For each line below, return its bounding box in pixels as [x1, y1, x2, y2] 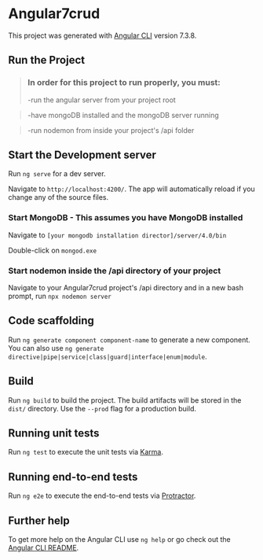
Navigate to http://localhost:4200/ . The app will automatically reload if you [8, 184, 255, 193]
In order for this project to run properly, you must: [27, 77, 221, 88]
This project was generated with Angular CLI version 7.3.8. [8, 31, 197, 40]
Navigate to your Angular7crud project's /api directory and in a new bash [8, 283, 243, 293]
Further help [8, 514, 71, 527]
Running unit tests [8, 426, 100, 440]
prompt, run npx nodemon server [8, 292, 112, 301]
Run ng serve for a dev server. [8, 169, 106, 179]
